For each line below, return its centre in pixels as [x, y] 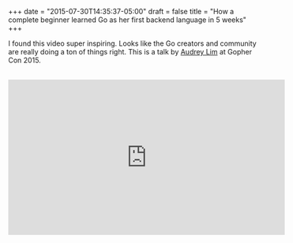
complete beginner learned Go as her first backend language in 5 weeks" [128, 20]
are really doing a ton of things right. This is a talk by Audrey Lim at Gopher [130, 52]
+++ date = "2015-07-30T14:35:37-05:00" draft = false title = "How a [121, 11]
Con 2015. [24, 60]
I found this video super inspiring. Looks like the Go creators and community [132, 43]
